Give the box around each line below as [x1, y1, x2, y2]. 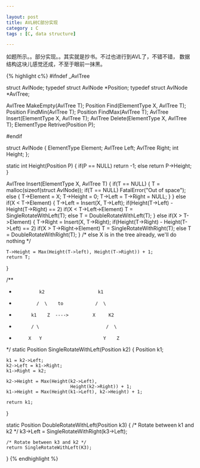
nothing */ [6, 238, 31, 245]
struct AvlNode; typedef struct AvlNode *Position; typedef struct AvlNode [6, 84, 188, 92]
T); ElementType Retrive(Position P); [6, 121, 96, 129]
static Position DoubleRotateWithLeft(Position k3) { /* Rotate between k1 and [6, 421, 194, 429]
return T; [6, 254, 31, 260]
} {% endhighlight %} [6, 455, 59, 463]
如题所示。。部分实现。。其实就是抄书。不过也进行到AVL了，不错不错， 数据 [6, 53, 190, 60]
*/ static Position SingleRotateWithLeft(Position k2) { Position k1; [6, 346, 164, 353]
